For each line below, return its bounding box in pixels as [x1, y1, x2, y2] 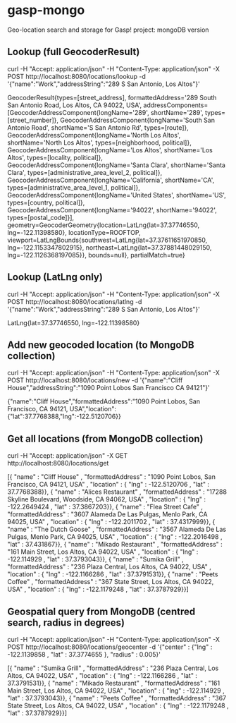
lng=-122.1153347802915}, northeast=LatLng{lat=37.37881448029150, [7, 243, 212, 252]
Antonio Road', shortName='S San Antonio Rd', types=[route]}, [7, 123, 189, 132]
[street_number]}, [7, 116, 58, 124]
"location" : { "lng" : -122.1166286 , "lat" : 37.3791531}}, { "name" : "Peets [7, 570, 218, 578]
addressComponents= [143, 101, 209, 109]
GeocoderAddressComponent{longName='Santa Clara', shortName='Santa [7, 161, 225, 169]
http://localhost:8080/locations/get [7, 459, 109, 468]
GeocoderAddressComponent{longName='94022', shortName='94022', [7, 205, 217, 214]
